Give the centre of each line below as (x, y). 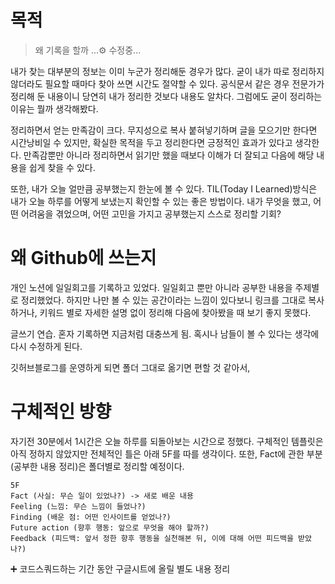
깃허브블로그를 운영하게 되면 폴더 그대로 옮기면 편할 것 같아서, (130, 367)
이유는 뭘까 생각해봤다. (54, 108)
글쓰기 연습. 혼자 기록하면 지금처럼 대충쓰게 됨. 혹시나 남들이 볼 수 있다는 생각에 (165, 333)
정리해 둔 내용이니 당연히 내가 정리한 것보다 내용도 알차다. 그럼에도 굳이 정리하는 (166, 96)
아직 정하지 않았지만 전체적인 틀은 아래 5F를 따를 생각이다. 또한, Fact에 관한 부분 (166, 453)
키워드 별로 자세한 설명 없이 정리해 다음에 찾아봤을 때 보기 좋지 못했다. (175, 312)
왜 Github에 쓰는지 (83, 258)
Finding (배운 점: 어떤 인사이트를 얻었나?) (91, 517)
